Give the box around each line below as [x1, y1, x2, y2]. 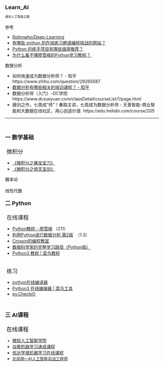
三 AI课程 [5, 312, 29, 318]
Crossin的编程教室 [12, 238, 49, 244]
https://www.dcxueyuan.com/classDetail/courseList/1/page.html [12, 96, 142, 101]
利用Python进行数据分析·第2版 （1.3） [12, 232, 90, 238]
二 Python [5, 200, 32, 207]
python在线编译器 [12, 279, 48, 285]
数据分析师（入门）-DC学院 [12, 91, 68, 96]
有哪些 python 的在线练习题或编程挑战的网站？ [12, 40, 106, 46]
